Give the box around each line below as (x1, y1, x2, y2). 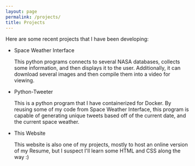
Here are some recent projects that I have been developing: (5, 36, 149, 43)
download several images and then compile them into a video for (13, 71, 170, 78)
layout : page (5, 8, 37, 15)
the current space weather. (13, 118, 80, 126)
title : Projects (5, 19, 45, 25)
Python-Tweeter (13, 89, 53, 96)
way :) (13, 154, 29, 161)
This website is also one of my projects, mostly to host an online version (13, 141, 188, 148)
